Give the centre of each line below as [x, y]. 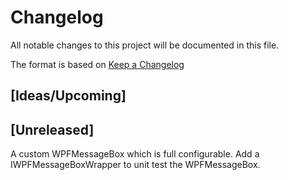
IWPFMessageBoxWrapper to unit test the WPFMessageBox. [135, 165]
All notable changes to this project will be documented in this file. [145, 45]
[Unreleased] [52, 129]
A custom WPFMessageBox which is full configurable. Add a [135, 154]
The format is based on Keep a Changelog [97, 64]
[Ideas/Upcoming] [68, 96]
